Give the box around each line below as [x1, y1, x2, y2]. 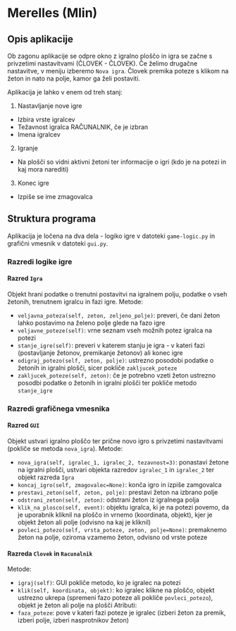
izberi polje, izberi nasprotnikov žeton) [17, 616, 129, 625]
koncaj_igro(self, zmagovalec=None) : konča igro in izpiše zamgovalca [17, 481, 222, 489]
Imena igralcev [17, 131, 61, 138]
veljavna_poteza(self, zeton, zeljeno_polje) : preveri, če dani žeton [17, 311, 221, 319]
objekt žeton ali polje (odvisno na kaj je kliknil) [17, 518, 151, 527]
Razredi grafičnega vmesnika [7, 404, 111, 414]
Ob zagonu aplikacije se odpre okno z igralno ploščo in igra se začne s [7, 52, 213, 60]
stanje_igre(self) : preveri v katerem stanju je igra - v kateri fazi [17, 341, 206, 349]
